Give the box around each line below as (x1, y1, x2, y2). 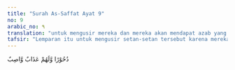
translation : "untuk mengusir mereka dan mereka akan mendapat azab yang (7, 29, 227, 37)
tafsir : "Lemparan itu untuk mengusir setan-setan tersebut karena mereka (7, 36, 230, 43)
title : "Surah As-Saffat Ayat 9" (7, 10, 105, 17)
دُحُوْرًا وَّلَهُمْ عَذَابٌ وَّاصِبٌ (7, 55, 69, 63)
